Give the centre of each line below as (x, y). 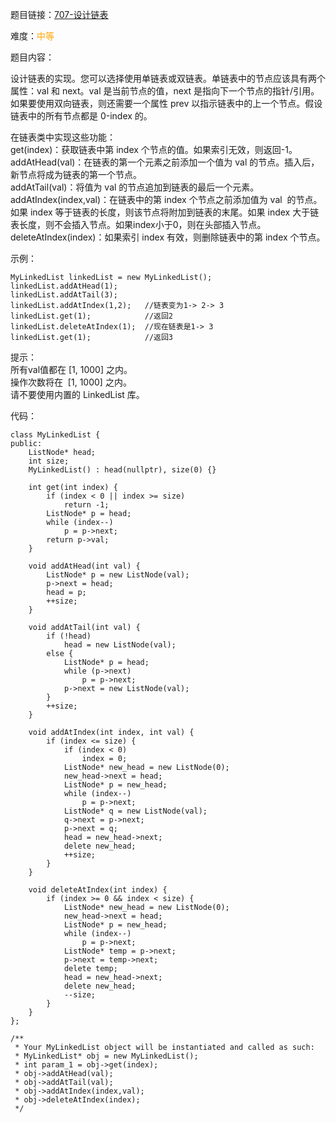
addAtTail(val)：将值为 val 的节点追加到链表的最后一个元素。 (135, 187)
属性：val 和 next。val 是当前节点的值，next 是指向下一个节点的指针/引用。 (165, 91)
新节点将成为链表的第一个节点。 (76, 174)
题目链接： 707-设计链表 (59, 14)
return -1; (86, 505)
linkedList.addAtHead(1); (64, 286)
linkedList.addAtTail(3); (64, 295)
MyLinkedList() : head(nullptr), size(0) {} (122, 470)
